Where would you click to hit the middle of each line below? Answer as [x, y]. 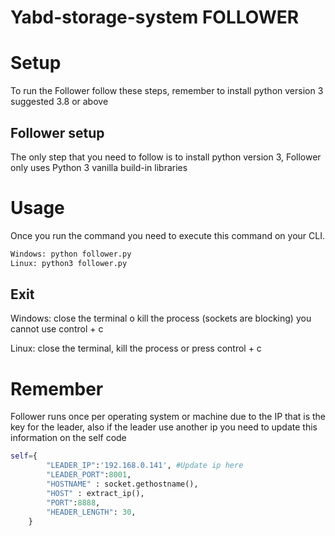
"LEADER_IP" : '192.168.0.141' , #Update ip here [145, 466]
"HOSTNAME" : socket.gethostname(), [122, 484]
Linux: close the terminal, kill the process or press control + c [136, 348]
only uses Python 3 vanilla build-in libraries [99, 167]
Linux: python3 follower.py [69, 263]
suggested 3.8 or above [59, 102]
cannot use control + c [57, 329]
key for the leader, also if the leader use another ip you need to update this [164, 427]
